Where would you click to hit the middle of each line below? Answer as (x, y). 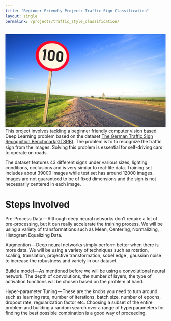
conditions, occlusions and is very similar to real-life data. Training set (79, 168)
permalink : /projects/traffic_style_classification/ (62, 21)
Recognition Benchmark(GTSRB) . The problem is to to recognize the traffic (83, 142)
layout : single (21, 16)
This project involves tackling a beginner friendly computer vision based (81, 131)
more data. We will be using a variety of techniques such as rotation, (77, 250)
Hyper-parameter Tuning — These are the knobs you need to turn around (81, 291)
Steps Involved (37, 205)
